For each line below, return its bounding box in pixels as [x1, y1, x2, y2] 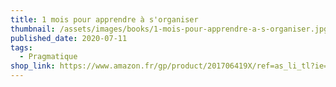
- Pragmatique [19, 52, 78, 62]
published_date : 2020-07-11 [10, 33, 128, 43]
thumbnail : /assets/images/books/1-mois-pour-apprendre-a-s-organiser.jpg [10, 24, 329, 34]
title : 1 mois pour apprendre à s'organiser [10, 14, 199, 25]
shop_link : [10, 61, 56, 71]
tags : [10, 42, 33, 53]
